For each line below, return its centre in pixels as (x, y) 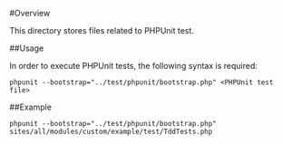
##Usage (27, 48)
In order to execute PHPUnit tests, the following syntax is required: (134, 66)
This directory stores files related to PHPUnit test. (102, 30)
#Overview (30, 13)
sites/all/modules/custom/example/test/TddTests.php (111, 131)
